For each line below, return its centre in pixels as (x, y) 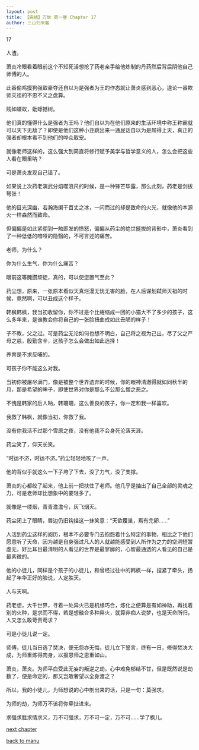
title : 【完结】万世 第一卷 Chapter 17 (51, 17)
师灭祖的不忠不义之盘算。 (37, 95)
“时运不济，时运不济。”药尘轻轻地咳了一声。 (59, 458)
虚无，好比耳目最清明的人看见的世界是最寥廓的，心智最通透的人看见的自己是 (99, 549)
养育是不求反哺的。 (30, 355)
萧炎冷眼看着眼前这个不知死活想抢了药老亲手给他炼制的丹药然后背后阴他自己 (99, 67)
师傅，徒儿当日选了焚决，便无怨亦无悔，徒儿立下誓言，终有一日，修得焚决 (97, 648)
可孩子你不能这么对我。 (35, 368)
